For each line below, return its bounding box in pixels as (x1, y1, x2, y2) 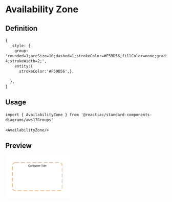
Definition (5, 24, 37, 33)
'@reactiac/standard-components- (81, 112, 153, 117)
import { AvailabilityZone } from (5, 112, 79, 117)
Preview (5, 142, 32, 150)
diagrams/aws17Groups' (5, 117, 54, 122)
